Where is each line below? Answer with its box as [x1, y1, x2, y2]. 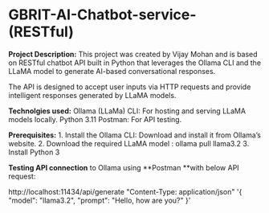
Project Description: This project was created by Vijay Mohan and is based [8, 49, 259, 59]
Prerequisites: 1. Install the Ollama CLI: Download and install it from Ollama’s [8, 130, 261, 140]
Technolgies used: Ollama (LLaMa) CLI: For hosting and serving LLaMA [8, 106, 247, 116]
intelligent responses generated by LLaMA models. [8, 90, 177, 100]
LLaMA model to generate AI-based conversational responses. [8, 66, 216, 76]
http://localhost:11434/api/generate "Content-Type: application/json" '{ [8, 186, 243, 196]
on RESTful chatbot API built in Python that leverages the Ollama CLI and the [8, 58, 262, 68]
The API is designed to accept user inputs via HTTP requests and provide [8, 82, 251, 92]
